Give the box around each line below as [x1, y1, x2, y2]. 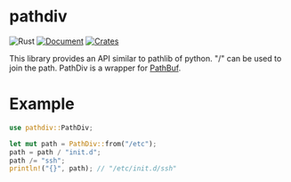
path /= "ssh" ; [9, 156, 66, 165]
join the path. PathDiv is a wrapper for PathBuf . [9, 62, 182, 73]
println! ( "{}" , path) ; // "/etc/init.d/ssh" [9, 164, 177, 173]
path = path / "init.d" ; [9, 147, 101, 157]
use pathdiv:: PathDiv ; [9, 123, 93, 132]
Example [9, 94, 75, 114]
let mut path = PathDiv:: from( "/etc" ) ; [9, 139, 158, 148]
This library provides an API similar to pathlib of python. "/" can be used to [9, 53, 282, 63]
